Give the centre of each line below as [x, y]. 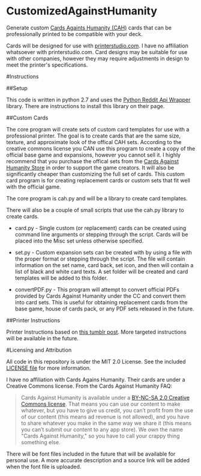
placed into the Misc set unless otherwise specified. [79, 241]
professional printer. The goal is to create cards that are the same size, [94, 136]
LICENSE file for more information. [49, 368]
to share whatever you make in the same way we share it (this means [106, 423]
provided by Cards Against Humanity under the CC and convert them [100, 296]
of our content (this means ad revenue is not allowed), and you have [105, 417]
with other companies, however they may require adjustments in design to [98, 58]
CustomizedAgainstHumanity [82, 11]
